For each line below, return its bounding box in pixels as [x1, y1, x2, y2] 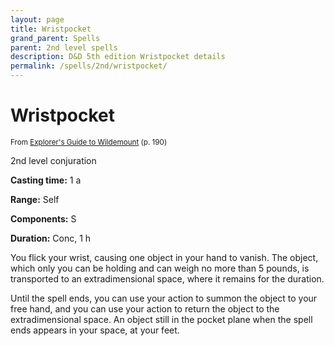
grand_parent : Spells [10, 33, 101, 43]
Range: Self [10, 193, 60, 205]
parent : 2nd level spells [10, 42, 118, 53]
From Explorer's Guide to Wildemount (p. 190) [10, 137, 168, 147]
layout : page [10, 14, 65, 25]
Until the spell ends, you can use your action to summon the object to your [10, 292, 318, 304]
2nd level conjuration [10, 154, 97, 166]
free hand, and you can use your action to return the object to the [10, 302, 280, 315]
